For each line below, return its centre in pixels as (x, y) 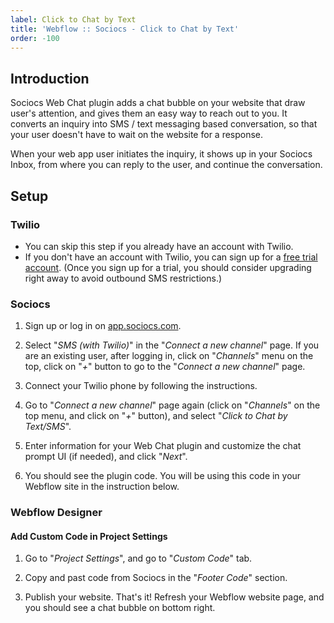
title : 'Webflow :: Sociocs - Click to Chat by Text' (125, 29)
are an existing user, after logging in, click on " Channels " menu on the (169, 356)
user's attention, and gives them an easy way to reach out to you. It (149, 113)
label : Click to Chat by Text (73, 19)
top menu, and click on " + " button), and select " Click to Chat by (156, 416)
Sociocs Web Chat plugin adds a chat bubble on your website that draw (158, 103)
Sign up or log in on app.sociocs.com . (103, 326)
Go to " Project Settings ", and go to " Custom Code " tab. (138, 558)
